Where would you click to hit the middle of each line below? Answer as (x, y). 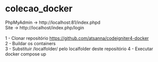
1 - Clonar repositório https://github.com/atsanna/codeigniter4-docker (77, 38)
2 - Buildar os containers (31, 43)
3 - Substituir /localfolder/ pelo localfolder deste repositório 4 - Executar (79, 49)
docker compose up (26, 54)
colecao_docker (39, 9)
